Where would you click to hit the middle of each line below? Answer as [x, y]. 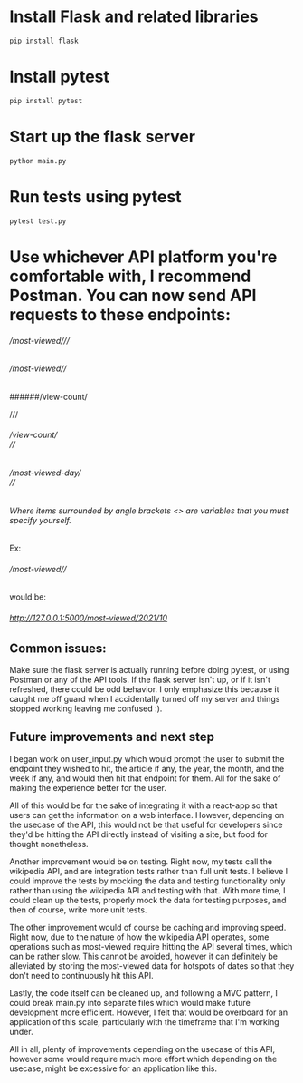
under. [21, 1031]
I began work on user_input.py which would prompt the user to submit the [147, 758]
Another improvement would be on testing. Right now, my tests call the [141, 861]
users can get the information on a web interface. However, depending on [147, 815]
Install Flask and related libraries [134, 17]
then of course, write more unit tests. [78, 910]
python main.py [38, 161]
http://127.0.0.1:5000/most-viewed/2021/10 [89, 618]
